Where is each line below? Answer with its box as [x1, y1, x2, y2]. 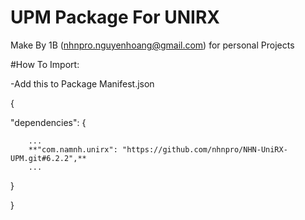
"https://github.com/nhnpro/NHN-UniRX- [121, 144, 288, 155]
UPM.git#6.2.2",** [10, 153, 87, 163]
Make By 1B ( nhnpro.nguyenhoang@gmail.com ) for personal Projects [10, 39, 295, 51]
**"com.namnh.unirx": [28, 144, 118, 155]
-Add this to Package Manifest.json [10, 77, 155, 90]
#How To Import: [10, 58, 80, 70]
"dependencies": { [10, 116, 87, 128]
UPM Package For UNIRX [10, 6, 220, 29]
